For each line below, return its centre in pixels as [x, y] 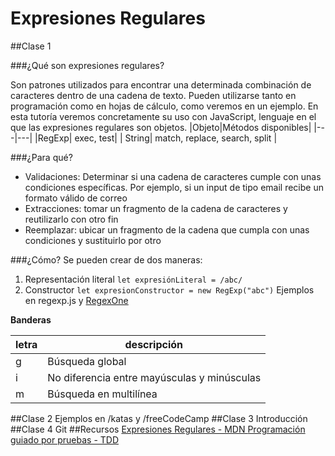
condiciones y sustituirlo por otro [93, 240]
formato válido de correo [76, 198]
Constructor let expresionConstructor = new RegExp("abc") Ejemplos [169, 289]
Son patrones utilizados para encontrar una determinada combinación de [161, 84]
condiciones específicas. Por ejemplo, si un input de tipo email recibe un [174, 187]
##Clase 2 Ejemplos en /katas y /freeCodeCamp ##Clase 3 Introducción [159, 418]
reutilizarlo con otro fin [71, 219]
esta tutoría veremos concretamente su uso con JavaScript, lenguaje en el [163, 116]
